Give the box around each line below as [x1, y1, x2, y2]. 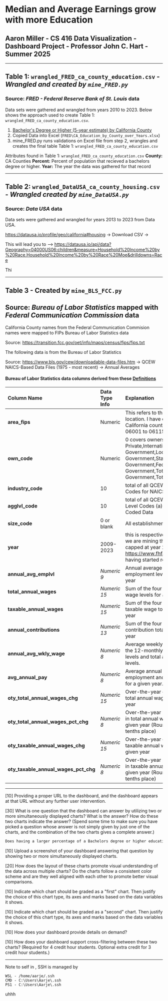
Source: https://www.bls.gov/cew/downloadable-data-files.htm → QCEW [5, 359, 155, 365]
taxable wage [125, 606, 157, 613]
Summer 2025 [5, 50, 51, 58]
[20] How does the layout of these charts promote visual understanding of [5, 862, 158, 869]
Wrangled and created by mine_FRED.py [5, 80, 128, 89]
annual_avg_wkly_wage [7, 650, 65, 657]
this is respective [125, 531, 165, 538]
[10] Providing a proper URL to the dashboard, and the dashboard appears [5, 792, 158, 799]
